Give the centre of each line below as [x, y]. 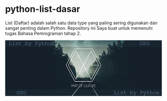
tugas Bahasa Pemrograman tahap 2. [43, 33]
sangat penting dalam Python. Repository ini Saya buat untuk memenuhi [79, 28]
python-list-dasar [43, 9]
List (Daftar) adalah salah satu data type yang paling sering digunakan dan [81, 23]
